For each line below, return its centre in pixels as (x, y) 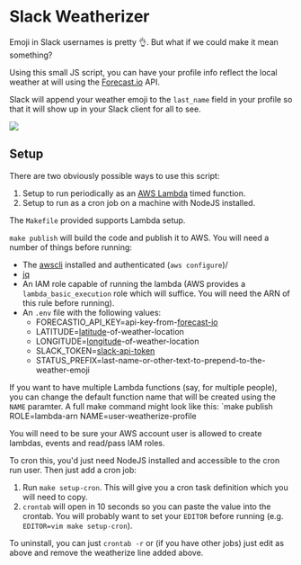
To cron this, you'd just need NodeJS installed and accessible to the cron (145, 460)
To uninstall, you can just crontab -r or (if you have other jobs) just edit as (147, 543)
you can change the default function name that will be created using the (142, 397)
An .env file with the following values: (92, 312)
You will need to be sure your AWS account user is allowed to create (136, 433)
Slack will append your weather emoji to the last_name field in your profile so (151, 99)
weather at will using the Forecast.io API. (84, 82)
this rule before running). (68, 302)
